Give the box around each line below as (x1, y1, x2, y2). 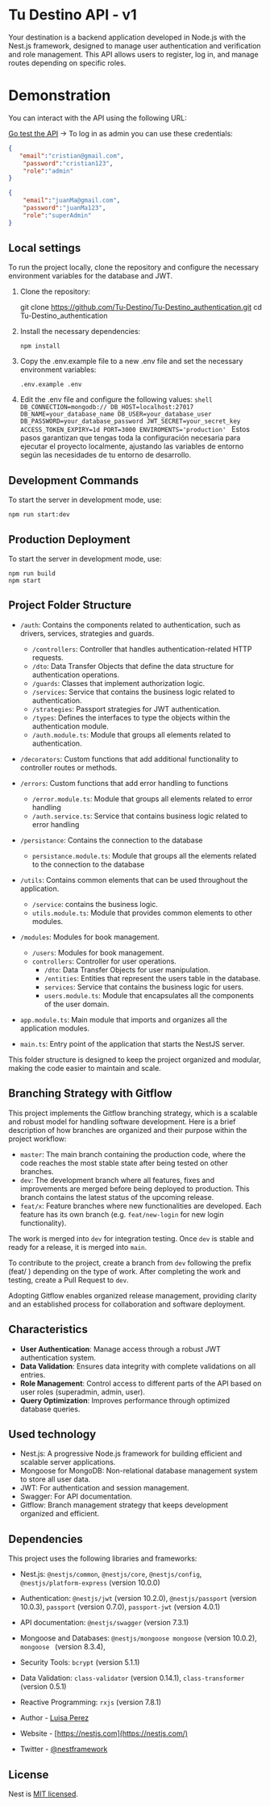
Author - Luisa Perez (19, 1713, 89, 1723)
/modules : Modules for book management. (19, 932, 160, 942)
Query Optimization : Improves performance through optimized (19, 1395, 231, 1405)
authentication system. (19, 1352, 97, 1362)
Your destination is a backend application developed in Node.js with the (8, 32, 246, 42)
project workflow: (8, 1134, 67, 1143)
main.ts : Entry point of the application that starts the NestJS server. (19, 1039, 245, 1048)
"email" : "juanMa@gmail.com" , (23, 196, 121, 205)
